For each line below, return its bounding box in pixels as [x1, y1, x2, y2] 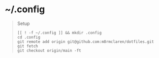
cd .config [17, 35, 41, 40]
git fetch [17, 43, 39, 49]
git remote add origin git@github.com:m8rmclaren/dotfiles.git [17, 39, 154, 44]
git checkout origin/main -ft [17, 48, 82, 53]
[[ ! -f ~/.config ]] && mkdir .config [17, 30, 102, 35]
